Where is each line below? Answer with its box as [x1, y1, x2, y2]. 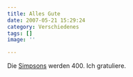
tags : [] [7, 29, 33, 37]
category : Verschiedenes [7, 23, 79, 30]
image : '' [7, 36, 36, 43]
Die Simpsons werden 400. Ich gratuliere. [7, 62, 127, 70]
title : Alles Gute [7, 10, 61, 17]
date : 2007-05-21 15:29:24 [7, 17, 86, 24]
